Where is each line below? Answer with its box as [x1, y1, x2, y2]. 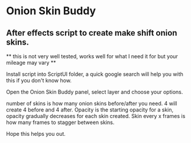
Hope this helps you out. [6, 131, 66, 137]
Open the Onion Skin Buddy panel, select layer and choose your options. [6, 88, 183, 96]
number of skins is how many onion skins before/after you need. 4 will [6, 100, 177, 107]
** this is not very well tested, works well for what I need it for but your [6, 53, 179, 60]
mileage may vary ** [6, 59, 56, 66]
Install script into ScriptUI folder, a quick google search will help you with [6, 71, 183, 78]
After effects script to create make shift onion [6, 28, 177, 38]
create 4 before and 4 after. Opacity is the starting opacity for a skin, [6, 106, 174, 113]
